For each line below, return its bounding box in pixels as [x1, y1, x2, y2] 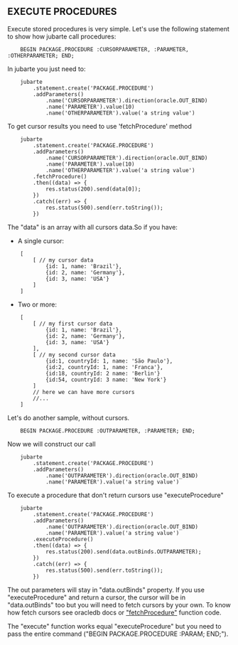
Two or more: [17, 300, 57, 309]
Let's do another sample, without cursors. [7, 413, 130, 422]
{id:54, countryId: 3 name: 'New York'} [45, 376, 167, 383]
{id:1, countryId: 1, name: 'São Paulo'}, [45, 357, 173, 365]
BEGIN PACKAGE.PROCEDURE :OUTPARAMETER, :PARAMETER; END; [20, 427, 195, 435]
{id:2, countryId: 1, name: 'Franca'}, [45, 363, 163, 371]
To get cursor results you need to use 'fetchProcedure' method [7, 122, 192, 130]
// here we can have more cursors [33, 388, 135, 395]
